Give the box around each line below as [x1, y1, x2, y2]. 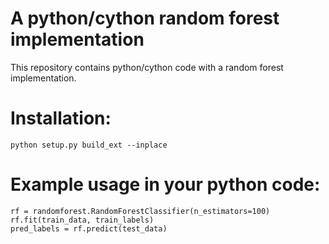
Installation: [10, 107, 112, 130]
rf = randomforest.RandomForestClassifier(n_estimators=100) [10, 206, 271, 216]
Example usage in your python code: [10, 173, 321, 196]
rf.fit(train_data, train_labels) [10, 215, 155, 225]
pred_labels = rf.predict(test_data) [10, 223, 168, 234]
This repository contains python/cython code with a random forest [10, 61, 284, 73]
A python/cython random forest [10, 7, 280, 30]
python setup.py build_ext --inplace [10, 140, 168, 150]
